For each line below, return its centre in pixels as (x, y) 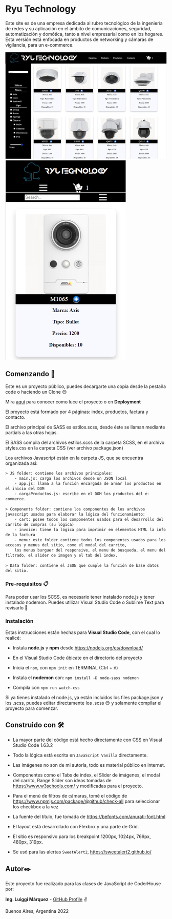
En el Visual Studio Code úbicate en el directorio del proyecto (77, 658)
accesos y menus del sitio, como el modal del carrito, (66, 545)
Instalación (19, 621)
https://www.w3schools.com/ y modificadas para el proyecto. (78, 786)
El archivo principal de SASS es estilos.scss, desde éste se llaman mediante (85, 427)
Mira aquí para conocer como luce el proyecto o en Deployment (73, 402)
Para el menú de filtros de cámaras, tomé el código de (70, 796)
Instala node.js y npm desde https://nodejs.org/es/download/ (78, 648)
